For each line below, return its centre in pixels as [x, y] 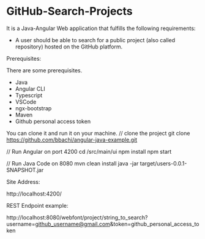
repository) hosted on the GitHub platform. [69, 47]
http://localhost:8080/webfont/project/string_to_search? [77, 217]
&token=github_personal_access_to [155, 224]
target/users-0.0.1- [163, 163]
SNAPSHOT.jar [25, 170]
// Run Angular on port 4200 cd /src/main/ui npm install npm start [89, 151]
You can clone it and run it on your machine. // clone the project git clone [98, 133]
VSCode [26, 102]
